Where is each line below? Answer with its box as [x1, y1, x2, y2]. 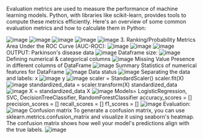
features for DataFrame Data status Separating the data [6, 68, 190, 75]
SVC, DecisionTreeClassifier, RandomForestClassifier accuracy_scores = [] [6, 94, 192, 101]
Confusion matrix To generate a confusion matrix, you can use [29, 107, 185, 114]
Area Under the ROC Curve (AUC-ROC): [6, 42, 106, 50]
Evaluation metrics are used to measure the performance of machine [6, 5, 178, 12]
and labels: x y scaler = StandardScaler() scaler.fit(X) [6, 75, 184, 82]
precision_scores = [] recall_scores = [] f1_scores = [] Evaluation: [6, 100, 191, 108]
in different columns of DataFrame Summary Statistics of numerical [6, 62, 197, 69]
